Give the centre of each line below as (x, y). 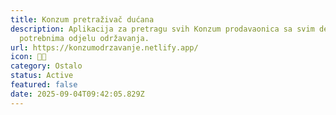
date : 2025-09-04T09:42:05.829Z (77, 94)
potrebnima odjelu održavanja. (84, 38)
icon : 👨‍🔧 (28, 57)
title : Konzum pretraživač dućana (82, 19)
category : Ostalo (46, 66)
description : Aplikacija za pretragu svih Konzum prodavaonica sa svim (162, 29)
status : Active (42, 76)
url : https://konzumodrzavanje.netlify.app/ (104, 47)
